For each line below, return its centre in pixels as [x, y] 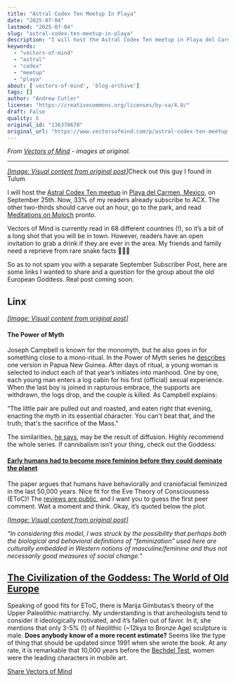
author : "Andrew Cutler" [44, 99]
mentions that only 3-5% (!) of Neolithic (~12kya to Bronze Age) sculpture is [117, 628]
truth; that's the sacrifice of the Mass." [63, 424]
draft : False [26, 112]
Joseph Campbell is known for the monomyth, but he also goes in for [107, 350]
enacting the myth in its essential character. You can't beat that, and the [111, 416]
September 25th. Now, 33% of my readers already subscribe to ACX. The [113, 200]
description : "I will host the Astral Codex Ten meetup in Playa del [111, 40]
